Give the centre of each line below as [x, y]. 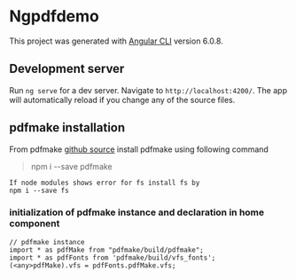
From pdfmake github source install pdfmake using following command [139, 149]
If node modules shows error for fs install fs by [105, 183]
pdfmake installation [67, 128]
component [35, 224]
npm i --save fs [39, 190]
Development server [67, 69]
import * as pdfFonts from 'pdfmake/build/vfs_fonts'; [113, 258]
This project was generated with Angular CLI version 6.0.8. [116, 41]
